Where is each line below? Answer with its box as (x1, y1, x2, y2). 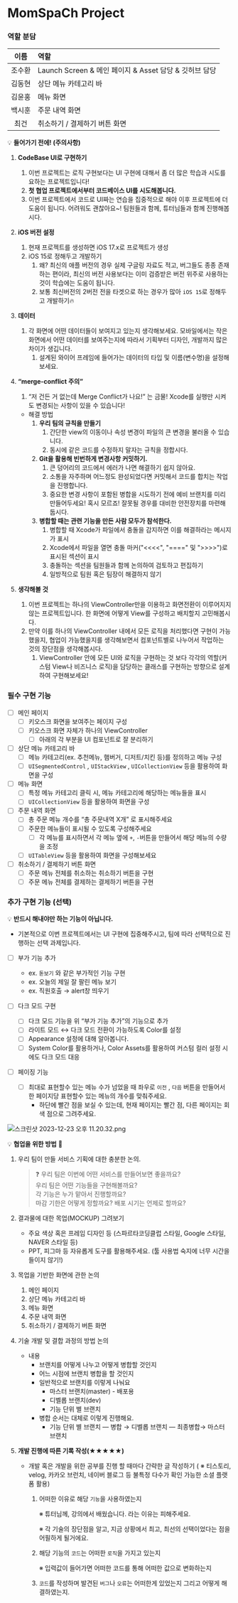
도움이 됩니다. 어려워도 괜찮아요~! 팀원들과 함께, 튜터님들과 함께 (28, 204, 205, 212)
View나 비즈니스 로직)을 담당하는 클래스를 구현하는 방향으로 (52, 662, 217, 671)
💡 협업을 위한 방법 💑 (7, 1139, 63, 1148)
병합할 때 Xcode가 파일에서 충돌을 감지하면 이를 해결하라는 (49, 526, 213, 534)
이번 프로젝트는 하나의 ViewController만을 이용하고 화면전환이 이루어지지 (28, 600, 232, 609)
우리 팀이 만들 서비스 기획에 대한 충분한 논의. (17, 1155, 141, 1163)
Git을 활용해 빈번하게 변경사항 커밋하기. (38, 455, 148, 463)
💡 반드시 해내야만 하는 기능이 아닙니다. (7, 914, 114, 923)
